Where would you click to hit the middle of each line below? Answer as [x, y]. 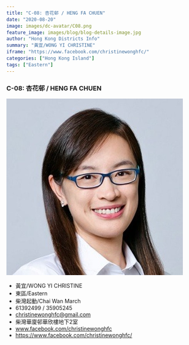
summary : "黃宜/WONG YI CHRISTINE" [51, 45]
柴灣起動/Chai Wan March [48, 301]
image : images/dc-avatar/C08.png [49, 26]
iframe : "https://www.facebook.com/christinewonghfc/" [78, 52]
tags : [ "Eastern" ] [30, 64]
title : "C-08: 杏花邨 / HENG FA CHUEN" [56, 13]
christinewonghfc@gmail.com [53, 314]
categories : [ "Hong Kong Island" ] [51, 58]
